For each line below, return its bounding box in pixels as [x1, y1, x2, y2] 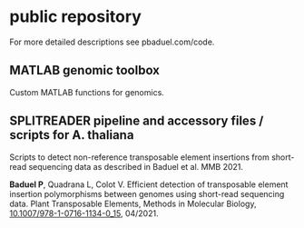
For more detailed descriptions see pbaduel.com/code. [9, 36, 215, 47]
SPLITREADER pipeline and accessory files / [9, 114, 264, 129]
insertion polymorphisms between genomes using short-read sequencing [9, 188, 285, 199]
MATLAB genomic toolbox [9, 63, 161, 78]
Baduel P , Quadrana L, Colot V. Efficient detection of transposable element [9, 179, 289, 190]
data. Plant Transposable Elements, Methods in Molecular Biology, [9, 198, 257, 209]
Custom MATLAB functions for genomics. [9, 86, 165, 97]
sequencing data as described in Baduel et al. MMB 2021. [28, 161, 243, 172]
